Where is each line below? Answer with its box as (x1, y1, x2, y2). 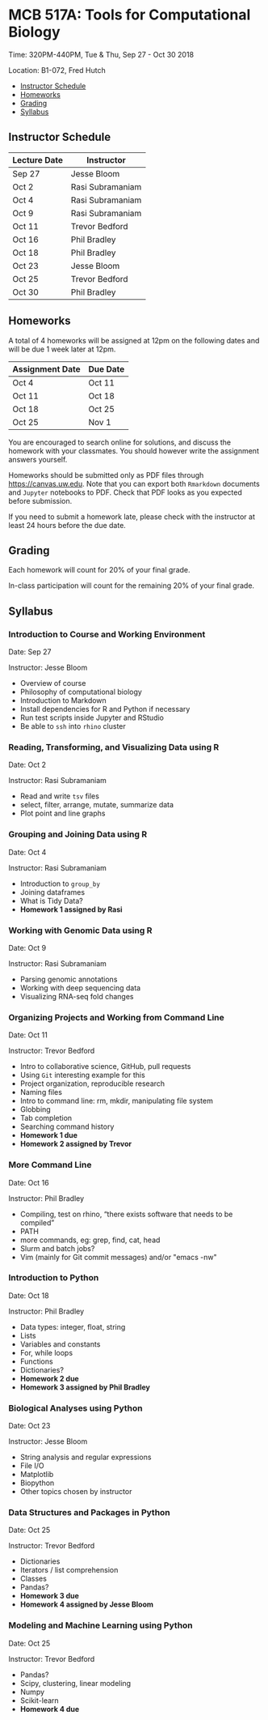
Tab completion (19, 1113, 73, 1123)
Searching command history (19, 1122, 115, 1131)
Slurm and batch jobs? (19, 1243, 95, 1253)
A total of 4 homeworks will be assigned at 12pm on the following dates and (8, 335, 260, 345)
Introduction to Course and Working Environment (8, 628, 206, 640)
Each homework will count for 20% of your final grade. (8, 565, 191, 575)
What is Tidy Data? (19, 896, 83, 905)
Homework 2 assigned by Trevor (19, 1139, 132, 1149)
